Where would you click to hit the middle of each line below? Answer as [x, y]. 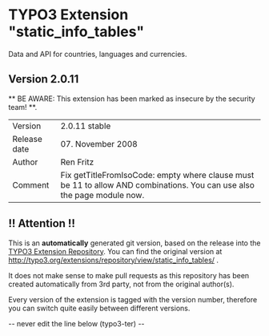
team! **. [23, 107]
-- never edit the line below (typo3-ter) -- [77, 323]
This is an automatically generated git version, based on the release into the [134, 243]
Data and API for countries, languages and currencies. [98, 54]
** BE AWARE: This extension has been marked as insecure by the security [132, 99]
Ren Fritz [77, 162]
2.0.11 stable [86, 126]
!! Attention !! [42, 223]
